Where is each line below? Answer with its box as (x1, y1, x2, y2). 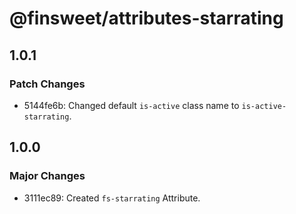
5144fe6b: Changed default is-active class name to (23, 99, 240, 111)
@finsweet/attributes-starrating (9, 7, 284, 30)
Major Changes (9, 169, 86, 183)
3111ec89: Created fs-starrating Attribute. (23, 192, 201, 204)
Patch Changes (9, 77, 86, 91)
